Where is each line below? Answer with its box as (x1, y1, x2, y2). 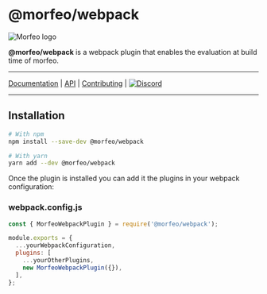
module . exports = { (8, 234, 73, 242)
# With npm (8, 130, 44, 138)
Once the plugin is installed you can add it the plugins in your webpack (8, 173, 240, 184)
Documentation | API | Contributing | (8, 78, 127, 88)
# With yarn (8, 152, 48, 160)
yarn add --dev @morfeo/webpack (8, 159, 115, 168)
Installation (8, 109, 65, 122)
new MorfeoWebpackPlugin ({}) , (22, 264, 123, 272)
